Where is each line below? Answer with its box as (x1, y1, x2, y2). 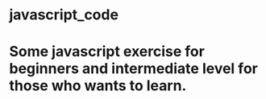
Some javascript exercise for (9, 43, 205, 61)
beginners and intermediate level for (9, 60, 259, 78)
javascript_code (9, 6, 119, 24)
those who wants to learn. (9, 76, 187, 95)
